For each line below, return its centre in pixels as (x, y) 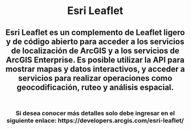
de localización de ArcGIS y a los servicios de (95, 51)
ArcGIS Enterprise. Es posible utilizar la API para (95, 60)
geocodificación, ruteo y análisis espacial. (95, 87)
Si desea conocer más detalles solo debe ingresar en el (95, 113)
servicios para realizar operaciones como (95, 78)
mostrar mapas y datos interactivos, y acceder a (95, 69)
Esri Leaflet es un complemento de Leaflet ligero (95, 32)
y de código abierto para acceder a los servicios (95, 41)
